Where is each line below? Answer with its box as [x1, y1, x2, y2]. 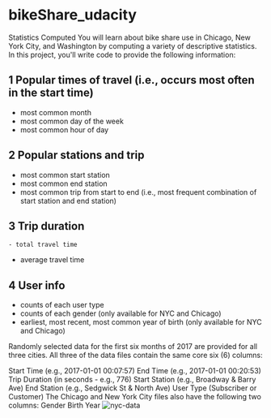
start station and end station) [19, 196, 117, 205]
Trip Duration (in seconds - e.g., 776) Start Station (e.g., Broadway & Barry [8, 375, 256, 385]
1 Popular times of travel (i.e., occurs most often [8, 73, 255, 87]
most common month [19, 107, 91, 117]
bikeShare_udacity [8, 6, 138, 24]
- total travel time [8, 241, 78, 249]
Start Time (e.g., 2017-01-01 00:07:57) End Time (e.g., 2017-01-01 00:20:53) [8, 366, 261, 376]
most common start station [19, 170, 111, 179]
